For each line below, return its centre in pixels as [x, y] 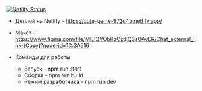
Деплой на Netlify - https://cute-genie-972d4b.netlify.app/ [89, 21]
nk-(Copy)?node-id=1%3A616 [52, 45]
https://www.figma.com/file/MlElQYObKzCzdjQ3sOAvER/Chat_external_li [105, 39]
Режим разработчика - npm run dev [70, 82]
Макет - [25, 33]
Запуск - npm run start [52, 69]
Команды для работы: [43, 57]
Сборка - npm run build [53, 75]
